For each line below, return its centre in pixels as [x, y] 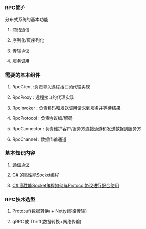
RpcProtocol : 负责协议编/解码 [42, 118]
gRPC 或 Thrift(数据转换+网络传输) [47, 222]
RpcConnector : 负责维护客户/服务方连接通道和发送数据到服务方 [76, 128]
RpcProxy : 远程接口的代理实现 [43, 97]
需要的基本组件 [23, 75]
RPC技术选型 [20, 199]
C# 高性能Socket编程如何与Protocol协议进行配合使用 [65, 185]
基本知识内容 [20, 153]
